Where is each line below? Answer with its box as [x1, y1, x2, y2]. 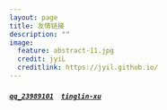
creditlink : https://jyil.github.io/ [17, 63, 159, 72]
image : [9, 38, 34, 47]
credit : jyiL [17, 55, 66, 63]
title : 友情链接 [9, 21, 65, 30]
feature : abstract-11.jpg [17, 47, 115, 55]
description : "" [9, 30, 70, 38]
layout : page [9, 13, 58, 22]
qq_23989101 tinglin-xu [9, 92, 101, 101]
